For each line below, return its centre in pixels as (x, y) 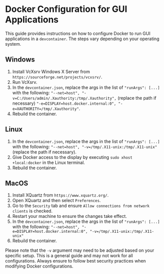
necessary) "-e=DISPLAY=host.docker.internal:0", (64, 103)
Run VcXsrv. (25, 82)
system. (13, 44)
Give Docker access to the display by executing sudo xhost (72, 157)
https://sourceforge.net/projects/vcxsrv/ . (57, 77)
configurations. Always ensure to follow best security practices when (76, 261)
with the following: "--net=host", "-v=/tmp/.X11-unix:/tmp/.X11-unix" (84, 146)
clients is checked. (32, 211)
